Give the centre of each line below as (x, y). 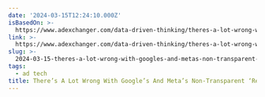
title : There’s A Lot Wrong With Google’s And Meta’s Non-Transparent (127, 81)
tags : (17, 66)
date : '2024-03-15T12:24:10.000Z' (65, 15)
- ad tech (31, 74)
